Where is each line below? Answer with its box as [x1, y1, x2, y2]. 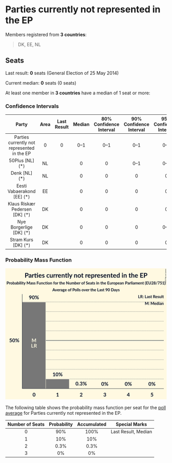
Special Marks [116, 421, 147, 428]
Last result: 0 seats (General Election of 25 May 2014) [5, 70, 119, 76]
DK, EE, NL [17, 41, 41, 47]
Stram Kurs [10, 237, 33, 243]
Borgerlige [10, 224, 33, 230]
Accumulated [77, 421, 106, 428]
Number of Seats [7, 421, 45, 428]
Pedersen [11, 206, 32, 212]
